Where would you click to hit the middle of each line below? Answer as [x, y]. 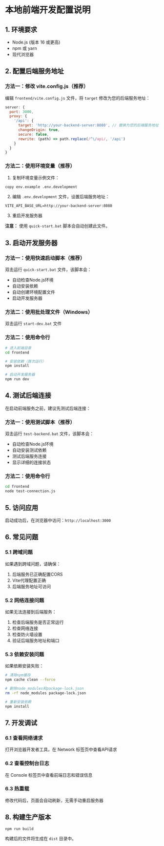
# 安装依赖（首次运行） [26, 361]
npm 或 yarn [25, 48]
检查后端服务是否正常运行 [38, 622]
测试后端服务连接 [29, 456]
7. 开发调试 [21, 723]
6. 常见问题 [22, 537]
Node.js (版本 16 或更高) [36, 42]
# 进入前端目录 [18, 348]
